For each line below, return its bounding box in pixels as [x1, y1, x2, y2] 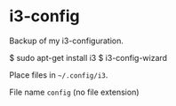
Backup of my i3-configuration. [9, 35, 124, 46]
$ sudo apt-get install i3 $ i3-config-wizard [9, 52, 167, 63]
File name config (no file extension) [9, 87, 140, 97]
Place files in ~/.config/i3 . [9, 69, 108, 80]
